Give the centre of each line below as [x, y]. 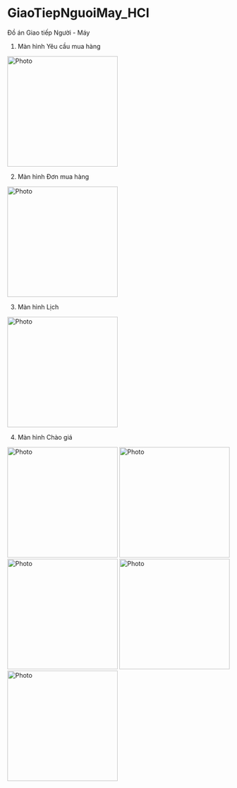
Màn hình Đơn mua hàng [53, 176]
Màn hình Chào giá [45, 437]
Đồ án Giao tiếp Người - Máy [49, 33]
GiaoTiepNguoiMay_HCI [78, 13]
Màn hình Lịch [38, 307]
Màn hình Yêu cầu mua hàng [59, 46]
